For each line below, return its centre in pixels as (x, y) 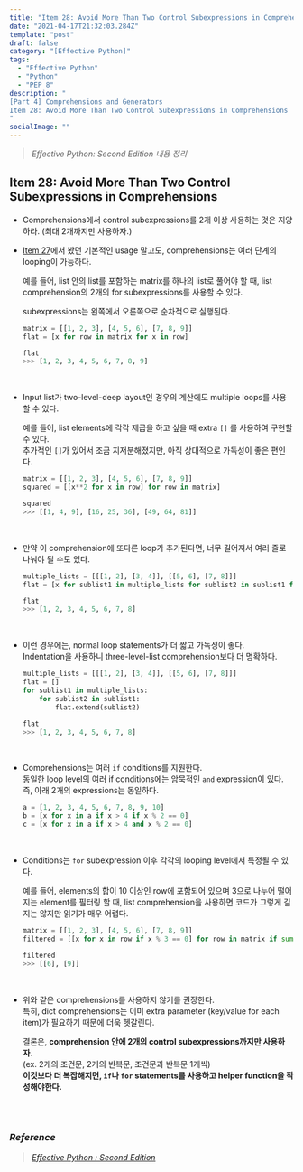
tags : (19, 60)
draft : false (34, 43)
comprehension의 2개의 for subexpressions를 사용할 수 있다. (133, 292)
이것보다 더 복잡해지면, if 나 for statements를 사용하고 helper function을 (153, 1075)
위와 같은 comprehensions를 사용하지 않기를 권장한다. (118, 999)
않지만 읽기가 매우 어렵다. (84, 914)
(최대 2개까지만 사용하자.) (87, 230)
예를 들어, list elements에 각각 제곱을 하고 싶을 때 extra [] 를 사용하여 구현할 (157, 428)
